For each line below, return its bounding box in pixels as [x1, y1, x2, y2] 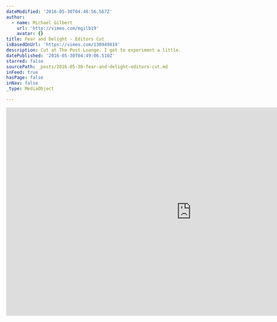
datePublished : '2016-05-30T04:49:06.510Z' [6, 53, 115, 59]
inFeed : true [6, 69, 38, 75]
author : [6, 14, 25, 20]
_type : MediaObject [6, 86, 54, 92]
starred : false [6, 58, 44, 64]
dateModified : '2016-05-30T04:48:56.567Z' [6, 8, 112, 15]
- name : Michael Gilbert [11, 20, 73, 25]
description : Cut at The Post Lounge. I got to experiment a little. [6, 47, 182, 53]
